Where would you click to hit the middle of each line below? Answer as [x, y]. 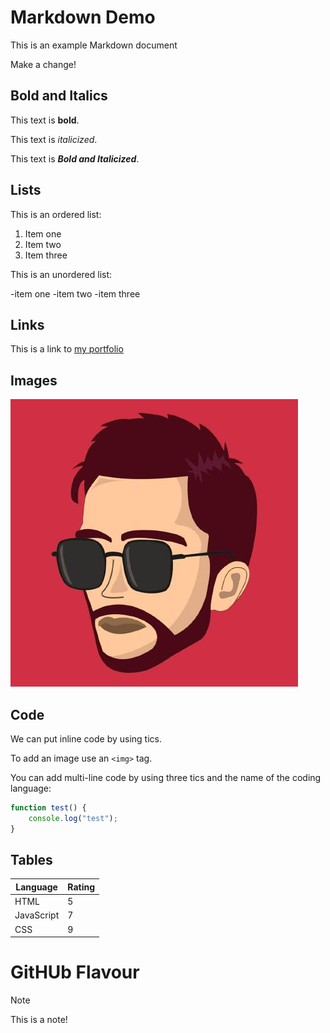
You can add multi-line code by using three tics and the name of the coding [166, 777]
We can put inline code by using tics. [86, 739]
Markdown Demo [83, 17]
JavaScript [37, 915]
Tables [31, 860]
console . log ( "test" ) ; [73, 818]
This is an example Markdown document [94, 45]
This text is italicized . [54, 139]
